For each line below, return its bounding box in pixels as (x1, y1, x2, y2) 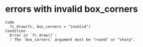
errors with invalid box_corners (5, 3, 138, 15)
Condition (5, 28, 26, 33)
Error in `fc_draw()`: (10, 33, 57, 38)
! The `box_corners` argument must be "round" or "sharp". (10, 37, 136, 42)
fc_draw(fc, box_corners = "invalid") (10, 24, 91, 29)
